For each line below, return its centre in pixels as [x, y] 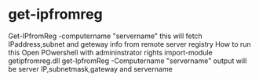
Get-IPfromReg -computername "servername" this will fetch [105, 36]
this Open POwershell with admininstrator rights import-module [111, 52]
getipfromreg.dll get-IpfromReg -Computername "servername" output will [128, 61]
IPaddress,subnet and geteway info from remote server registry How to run [129, 44]
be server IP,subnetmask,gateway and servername [90, 69]
